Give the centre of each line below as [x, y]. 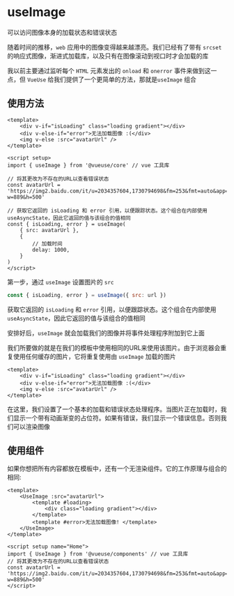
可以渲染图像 [31, 427]
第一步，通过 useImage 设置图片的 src [61, 282]
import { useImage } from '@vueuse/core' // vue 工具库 [88, 165]
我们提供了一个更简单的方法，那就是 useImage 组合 [125, 79]
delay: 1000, [51, 250]
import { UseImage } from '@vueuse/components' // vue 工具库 [98, 554]
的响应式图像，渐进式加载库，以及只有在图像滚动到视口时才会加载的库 [108, 56]
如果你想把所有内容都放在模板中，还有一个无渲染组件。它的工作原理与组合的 [117, 468]
